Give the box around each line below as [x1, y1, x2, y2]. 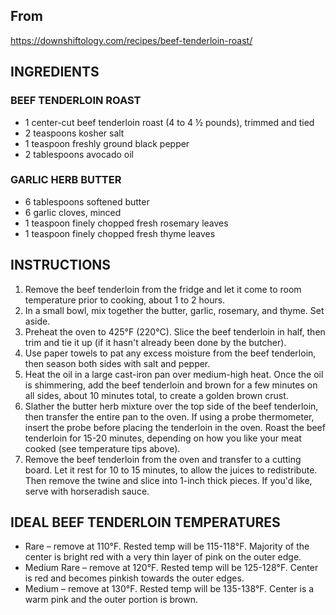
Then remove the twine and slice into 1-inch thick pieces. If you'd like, [24, 474, 313, 486]
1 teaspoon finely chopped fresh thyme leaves [24, 227, 216, 239]
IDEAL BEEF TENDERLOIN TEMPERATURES [10, 514, 281, 531]
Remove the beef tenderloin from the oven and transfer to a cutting [24, 453, 302, 465]
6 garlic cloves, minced [24, 206, 122, 218]
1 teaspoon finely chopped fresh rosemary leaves [24, 217, 229, 229]
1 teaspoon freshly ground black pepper [24, 137, 190, 149]
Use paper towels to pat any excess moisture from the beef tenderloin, [24, 347, 317, 359]
